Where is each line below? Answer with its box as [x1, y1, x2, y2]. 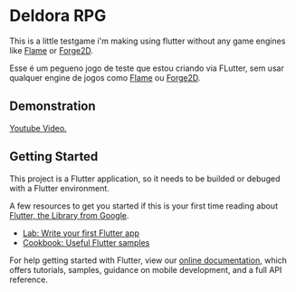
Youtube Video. [9, 122, 67, 133]
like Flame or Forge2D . [9, 44, 93, 55]
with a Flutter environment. [9, 182, 110, 193]
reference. [9, 274, 48, 285]
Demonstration [9, 99, 97, 114]
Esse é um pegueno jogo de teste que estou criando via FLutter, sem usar [9, 63, 285, 73]
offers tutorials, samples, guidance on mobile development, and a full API [9, 264, 282, 275]
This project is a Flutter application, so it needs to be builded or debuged [9, 173, 281, 184]
